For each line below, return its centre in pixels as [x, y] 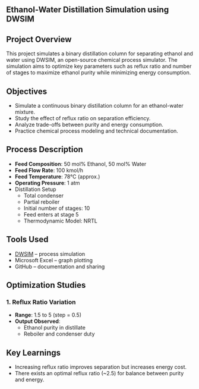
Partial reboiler [42, 202]
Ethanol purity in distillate [55, 328]
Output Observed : [37, 321]
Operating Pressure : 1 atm [47, 183]
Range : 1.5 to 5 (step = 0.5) [48, 315]
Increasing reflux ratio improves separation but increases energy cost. [101, 367]
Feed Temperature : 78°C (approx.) [57, 176]
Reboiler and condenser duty [59, 334]
